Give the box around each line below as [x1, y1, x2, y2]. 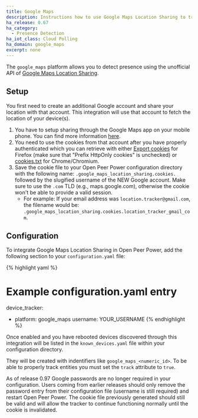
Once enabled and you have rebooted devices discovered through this [6, 334, 177, 341]
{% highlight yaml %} [6, 264, 58, 271]
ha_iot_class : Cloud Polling [6, 36, 78, 42]
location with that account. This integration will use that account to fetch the [6, 108, 191, 116]
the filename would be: [23, 201, 80, 208]
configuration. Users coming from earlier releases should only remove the [6, 381, 186, 389]
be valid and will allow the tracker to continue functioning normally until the [6, 400, 189, 407]
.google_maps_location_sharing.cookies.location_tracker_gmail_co [23, 209, 190, 215]
